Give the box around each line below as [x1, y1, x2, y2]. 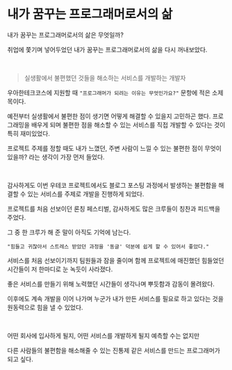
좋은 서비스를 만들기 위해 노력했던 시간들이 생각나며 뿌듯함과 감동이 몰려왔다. [7, 280, 215, 288]
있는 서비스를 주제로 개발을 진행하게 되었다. [27, 189, 144, 198]
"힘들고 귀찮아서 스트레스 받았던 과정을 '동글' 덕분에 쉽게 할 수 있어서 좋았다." [7, 243, 210, 250]
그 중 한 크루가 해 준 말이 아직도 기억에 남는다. [7, 227, 131, 236]
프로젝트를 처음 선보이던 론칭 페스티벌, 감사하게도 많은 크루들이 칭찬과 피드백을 [7, 204, 221, 213]
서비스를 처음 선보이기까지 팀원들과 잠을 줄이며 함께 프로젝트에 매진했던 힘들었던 [7, 256, 224, 264]
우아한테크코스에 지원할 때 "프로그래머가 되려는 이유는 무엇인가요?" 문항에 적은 [7, 88, 210, 97]
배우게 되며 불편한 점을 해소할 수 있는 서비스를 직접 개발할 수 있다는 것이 [31, 120, 226, 129]
